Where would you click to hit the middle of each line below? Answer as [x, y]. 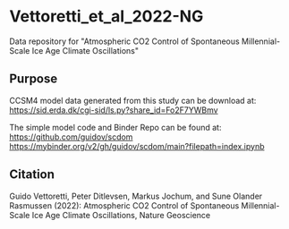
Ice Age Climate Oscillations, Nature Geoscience [121, 215]
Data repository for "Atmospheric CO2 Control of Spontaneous [124, 41]
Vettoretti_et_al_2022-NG [106, 17]
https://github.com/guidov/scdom [71, 137]
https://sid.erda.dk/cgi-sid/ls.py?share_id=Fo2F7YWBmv [114, 110]
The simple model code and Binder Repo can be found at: [115, 127]
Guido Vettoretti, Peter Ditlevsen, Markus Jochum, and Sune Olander [136, 196]
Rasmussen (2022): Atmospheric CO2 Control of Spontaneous [124, 205]
